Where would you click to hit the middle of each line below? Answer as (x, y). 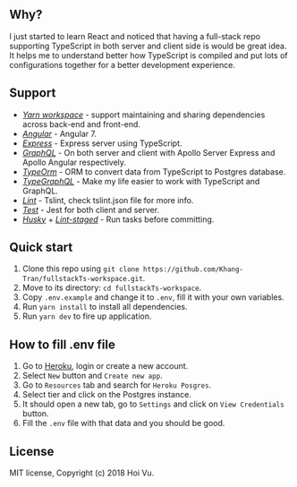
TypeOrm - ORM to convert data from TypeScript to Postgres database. (154, 171)
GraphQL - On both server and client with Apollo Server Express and (148, 152)
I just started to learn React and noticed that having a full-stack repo (135, 36)
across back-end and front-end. (81, 124)
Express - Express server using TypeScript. (102, 143)
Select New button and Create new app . (92, 376)
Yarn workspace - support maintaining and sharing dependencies (144, 115)
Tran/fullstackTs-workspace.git (82, 279)
